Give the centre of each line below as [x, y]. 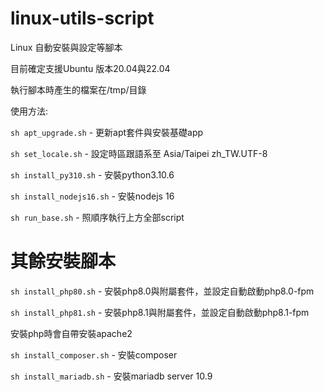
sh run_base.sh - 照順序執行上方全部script [97, 217]
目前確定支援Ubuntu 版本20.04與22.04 [90, 68]
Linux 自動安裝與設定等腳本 [66, 47]
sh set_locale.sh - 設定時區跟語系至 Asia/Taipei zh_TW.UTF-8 [139, 153]
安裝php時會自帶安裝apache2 [71, 333]
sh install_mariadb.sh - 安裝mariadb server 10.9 [111, 376]
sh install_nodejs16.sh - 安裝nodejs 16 [92, 196]
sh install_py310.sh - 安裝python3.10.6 [92, 174]
